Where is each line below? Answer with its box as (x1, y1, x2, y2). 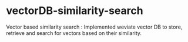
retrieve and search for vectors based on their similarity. (6, 29, 142, 36)
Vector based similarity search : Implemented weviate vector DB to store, (6, 23, 183, 30)
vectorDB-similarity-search (6, 4, 143, 17)
